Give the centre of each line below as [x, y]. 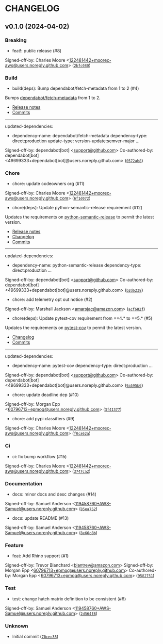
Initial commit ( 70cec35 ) [35, 636]
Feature [14, 545]
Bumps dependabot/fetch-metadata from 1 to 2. [53, 98]
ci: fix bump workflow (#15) [39, 456]
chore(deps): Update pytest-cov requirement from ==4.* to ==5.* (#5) [82, 318]
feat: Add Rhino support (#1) [40, 556]
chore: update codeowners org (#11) [48, 184]
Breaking [16, 40]
